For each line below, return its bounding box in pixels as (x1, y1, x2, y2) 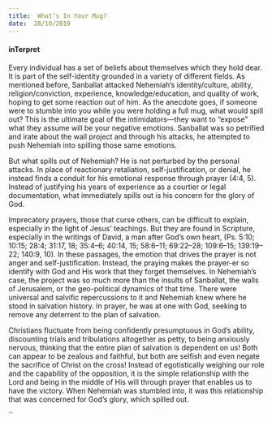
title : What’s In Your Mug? (8, 11, 107, 20)
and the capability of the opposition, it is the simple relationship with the (8, 368, 249, 378)
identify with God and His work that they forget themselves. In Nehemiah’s (8, 266, 257, 276)
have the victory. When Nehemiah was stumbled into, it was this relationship (8, 385, 264, 395)
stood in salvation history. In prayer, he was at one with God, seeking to (8, 301, 248, 311)
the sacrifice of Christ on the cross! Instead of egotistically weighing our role (8, 360, 265, 369)
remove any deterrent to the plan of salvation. (8, 309, 162, 319)
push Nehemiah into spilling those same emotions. (8, 140, 177, 150)
